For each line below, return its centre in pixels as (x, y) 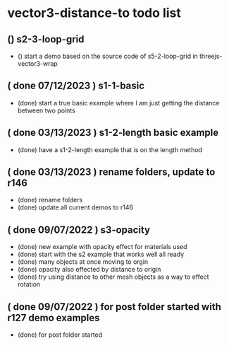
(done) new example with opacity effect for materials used (103, 247)
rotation (29, 284)
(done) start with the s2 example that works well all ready (101, 254)
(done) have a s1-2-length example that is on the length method (110, 149)
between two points (46, 110)
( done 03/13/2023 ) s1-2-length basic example (113, 133)
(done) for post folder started (60, 335)
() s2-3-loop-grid (46, 39)
